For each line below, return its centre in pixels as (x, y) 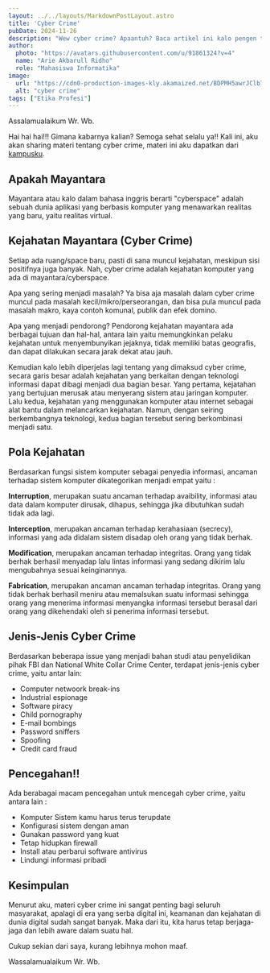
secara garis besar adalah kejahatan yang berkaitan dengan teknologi (124, 375)
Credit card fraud (49, 748)
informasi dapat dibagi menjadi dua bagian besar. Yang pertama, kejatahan (132, 384)
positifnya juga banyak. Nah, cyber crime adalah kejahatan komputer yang (131, 269)
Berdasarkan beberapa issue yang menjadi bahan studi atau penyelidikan (130, 656)
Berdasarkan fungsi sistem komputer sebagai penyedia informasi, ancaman (133, 471)
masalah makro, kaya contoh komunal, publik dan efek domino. (113, 310)
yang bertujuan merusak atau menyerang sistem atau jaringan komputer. (129, 392)
